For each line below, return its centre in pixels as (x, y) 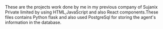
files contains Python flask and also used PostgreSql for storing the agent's (81, 17)
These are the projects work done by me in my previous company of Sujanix (81, 7)
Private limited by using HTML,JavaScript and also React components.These (82, 12)
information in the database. (33, 22)
